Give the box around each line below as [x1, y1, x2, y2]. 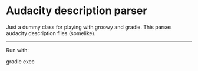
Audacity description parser [6, 4, 147, 18]
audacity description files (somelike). [6, 29, 96, 36]
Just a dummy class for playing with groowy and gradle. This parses [6, 23, 172, 31]
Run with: [6, 46, 29, 53]
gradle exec [6, 58, 35, 65]
